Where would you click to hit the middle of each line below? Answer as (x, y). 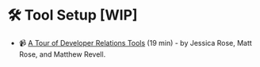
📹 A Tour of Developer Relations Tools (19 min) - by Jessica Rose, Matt (136, 43)
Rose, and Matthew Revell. (62, 54)
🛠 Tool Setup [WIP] (73, 15)
